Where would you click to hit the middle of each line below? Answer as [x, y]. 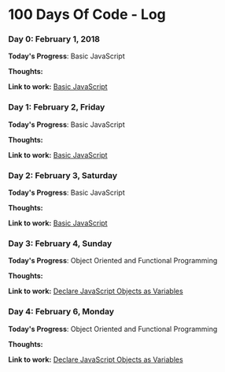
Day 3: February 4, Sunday [60, 244]
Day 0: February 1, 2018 [54, 39]
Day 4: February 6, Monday [61, 311]
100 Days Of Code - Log [87, 15]
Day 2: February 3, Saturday [63, 175]
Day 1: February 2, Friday [57, 107]
